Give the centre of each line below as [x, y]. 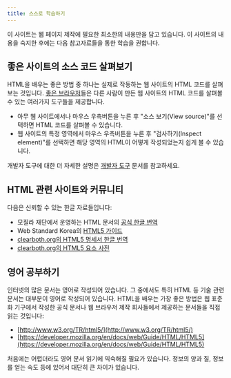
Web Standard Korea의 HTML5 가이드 [70, 231]
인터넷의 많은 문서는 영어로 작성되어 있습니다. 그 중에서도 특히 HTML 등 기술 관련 [116, 290]
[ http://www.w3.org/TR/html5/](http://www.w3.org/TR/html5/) [105, 330]
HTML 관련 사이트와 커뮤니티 [66, 190]
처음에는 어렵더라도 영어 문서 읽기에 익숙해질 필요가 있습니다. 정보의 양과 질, [109, 359]
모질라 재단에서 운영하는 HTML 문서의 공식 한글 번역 [87, 223]
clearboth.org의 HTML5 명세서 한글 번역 [72, 240]
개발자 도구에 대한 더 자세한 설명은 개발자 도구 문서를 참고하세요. [94, 166]
